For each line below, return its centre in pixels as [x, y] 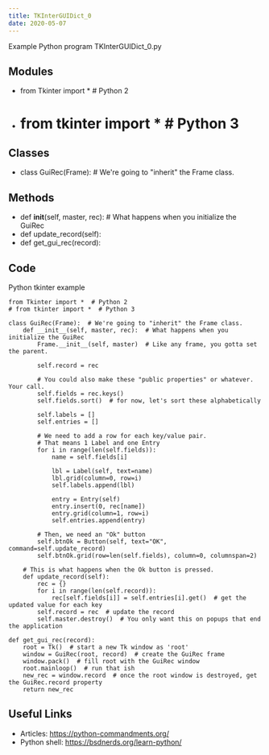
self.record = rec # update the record [106, 612]
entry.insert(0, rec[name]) [99, 506]
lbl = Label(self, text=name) [102, 471]
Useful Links [40, 714]
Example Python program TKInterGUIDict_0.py [85, 46]
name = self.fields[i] [89, 457]
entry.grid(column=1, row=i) [100, 513]
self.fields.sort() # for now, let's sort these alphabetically [149, 400]
